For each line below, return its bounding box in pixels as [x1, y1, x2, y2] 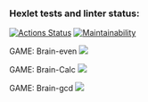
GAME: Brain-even [9, 46, 78, 56]
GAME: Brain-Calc [9, 64, 76, 75]
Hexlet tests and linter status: [9, 7, 140, 20]
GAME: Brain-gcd [9, 83, 74, 94]
